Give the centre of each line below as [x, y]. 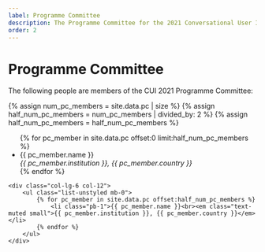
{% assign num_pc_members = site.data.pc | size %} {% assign [112, 106]
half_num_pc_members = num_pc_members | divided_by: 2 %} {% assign [128, 114]
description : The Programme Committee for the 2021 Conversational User [130, 23]
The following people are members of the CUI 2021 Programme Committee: [131, 91]
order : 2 [22, 30]
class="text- [231, 207]
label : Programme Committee [54, 15]
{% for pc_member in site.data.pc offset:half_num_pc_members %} [146, 200]
